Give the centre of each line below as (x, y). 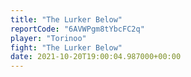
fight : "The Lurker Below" (66, 47)
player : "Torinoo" (48, 38)
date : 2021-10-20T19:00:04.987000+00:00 (96, 57)
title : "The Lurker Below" (66, 19)
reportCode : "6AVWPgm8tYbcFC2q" (77, 29)
